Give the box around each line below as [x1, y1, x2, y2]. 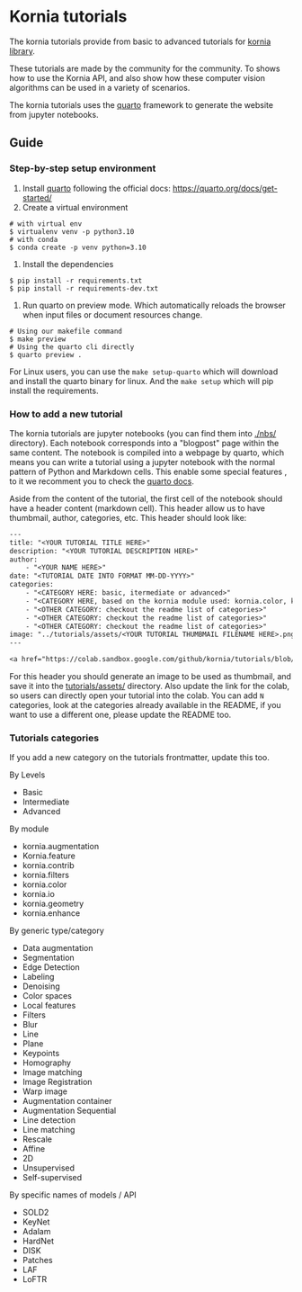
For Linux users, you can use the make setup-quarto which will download [9, 366, 279, 377]
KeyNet [22, 1216, 50, 1227]
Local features [22, 1000, 76, 1011]
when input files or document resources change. [22, 309, 203, 320]
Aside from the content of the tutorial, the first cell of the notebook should [9, 493, 283, 504]
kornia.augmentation [22, 841, 100, 852]
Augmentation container [22, 1096, 112, 1107]
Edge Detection [22, 962, 80, 973]
